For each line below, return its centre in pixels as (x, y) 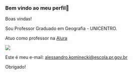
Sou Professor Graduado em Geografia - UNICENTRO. (61, 28)
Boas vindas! (19, 19)
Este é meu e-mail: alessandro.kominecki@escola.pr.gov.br (66, 57)
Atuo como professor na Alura (36, 38)
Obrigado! (16, 67)
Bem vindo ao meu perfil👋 (37, 8)
